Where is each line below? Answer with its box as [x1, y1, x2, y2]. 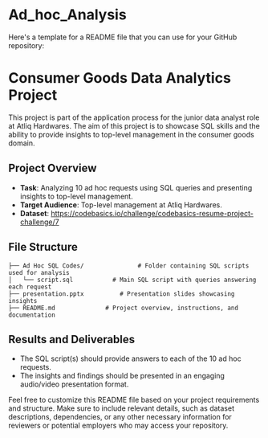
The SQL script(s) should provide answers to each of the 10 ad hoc [19, 354, 242, 363]
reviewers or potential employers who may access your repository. [8, 420, 229, 431]
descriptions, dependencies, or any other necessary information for [8, 412, 233, 422]
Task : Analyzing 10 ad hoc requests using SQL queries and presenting [19, 182, 253, 192]
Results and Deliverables [8, 332, 136, 346]
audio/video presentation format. [19, 379, 129, 389]
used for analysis [8, 268, 70, 276]
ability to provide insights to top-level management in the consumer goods [8, 129, 254, 139]
